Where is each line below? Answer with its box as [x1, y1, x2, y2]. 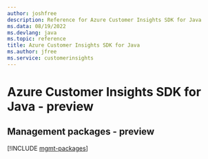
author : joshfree [7, 10, 57, 17]
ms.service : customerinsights [7, 55, 94, 62]
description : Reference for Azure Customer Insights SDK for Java [7, 16, 202, 23]
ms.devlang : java [7, 29, 57, 36]
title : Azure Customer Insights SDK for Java [7, 42, 140, 49]
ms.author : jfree [7, 49, 57, 56]
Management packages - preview [7, 126, 155, 138]
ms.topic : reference [7, 36, 67, 42]
